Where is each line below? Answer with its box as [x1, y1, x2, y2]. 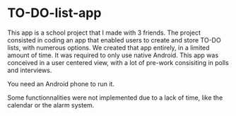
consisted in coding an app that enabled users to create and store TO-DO [7, 35, 221, 44]
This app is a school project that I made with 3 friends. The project [7, 28, 201, 37]
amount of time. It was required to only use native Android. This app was [7, 51, 219, 59]
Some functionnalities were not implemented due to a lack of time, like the [7, 93, 223, 102]
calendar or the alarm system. [7, 100, 95, 109]
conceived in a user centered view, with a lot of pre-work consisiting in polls [7, 58, 230, 66]
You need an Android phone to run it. [7, 79, 115, 88]
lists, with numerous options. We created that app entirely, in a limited [7, 43, 210, 52]
